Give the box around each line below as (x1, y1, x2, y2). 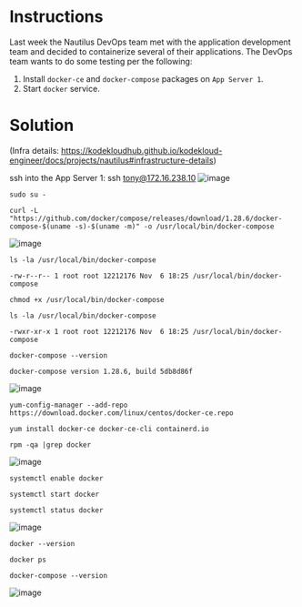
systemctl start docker (9, 490, 100, 499)
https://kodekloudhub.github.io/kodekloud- (60, 145, 223, 156)
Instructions (9, 6, 104, 27)
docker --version (9, 539, 75, 548)
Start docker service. (22, 83, 100, 94)
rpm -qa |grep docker (9, 440, 92, 450)
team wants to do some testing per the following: (9, 56, 193, 66)
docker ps (9, 555, 47, 564)
